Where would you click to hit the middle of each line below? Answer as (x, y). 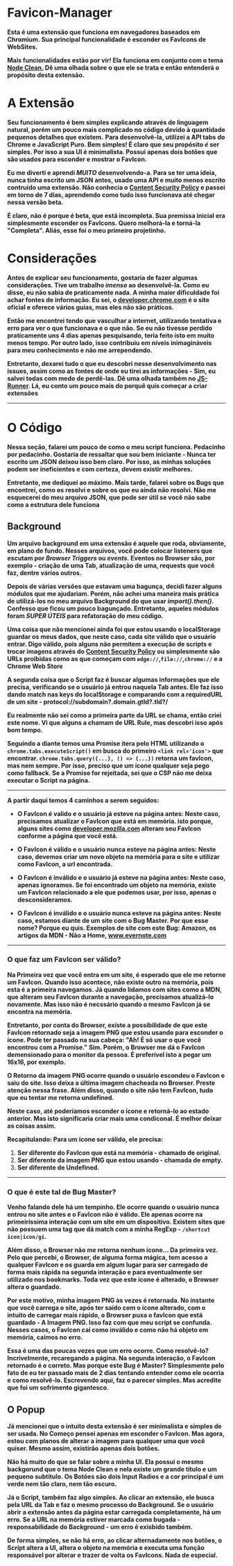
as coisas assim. (32, 1126)
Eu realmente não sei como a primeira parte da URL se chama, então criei (114, 715)
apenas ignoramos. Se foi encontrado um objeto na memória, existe (116, 885)
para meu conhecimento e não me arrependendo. (80, 350)
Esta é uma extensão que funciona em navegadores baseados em (104, 32)
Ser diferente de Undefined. (58, 1167)
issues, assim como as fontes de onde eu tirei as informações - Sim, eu (112, 371)
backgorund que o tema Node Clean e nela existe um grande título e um (112, 1469)
